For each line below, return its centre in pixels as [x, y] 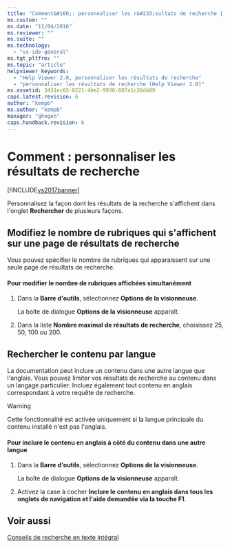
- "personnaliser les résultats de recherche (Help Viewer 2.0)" [109, 84]
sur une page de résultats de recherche [93, 243]
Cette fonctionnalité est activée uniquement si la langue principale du [105, 419]
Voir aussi [29, 521]
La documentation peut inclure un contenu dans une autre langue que [106, 371]
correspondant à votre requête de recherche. [71, 393]
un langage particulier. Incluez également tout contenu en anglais [100, 385]
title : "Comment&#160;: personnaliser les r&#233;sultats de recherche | [115, 13]
